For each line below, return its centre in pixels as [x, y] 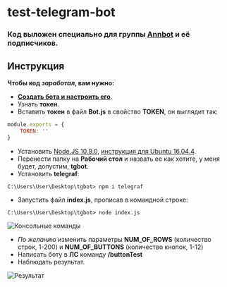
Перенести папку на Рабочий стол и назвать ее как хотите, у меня [119, 159]
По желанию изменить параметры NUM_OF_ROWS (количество [114, 239]
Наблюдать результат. [51, 262]
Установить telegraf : [48, 173]
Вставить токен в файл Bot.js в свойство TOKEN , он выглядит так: [118, 111]
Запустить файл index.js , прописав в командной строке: [103, 200]
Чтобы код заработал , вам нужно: [61, 83]
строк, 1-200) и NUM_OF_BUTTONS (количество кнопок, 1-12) [110, 247]
